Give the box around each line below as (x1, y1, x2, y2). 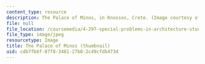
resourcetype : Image (6, 37, 59, 43)
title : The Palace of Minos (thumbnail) (6, 43, 111, 49)
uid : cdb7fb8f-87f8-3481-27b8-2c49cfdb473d (6, 49, 119, 55)
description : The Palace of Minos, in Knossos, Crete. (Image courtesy (6, 15, 192, 21)
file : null (6, 20, 34, 26)
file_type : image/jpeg (6, 32, 64, 38)
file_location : (6, 26, 45, 32)
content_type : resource (6, 9, 67, 15)
